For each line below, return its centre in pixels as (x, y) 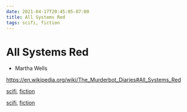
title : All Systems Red (36, 17)
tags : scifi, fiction (33, 23)
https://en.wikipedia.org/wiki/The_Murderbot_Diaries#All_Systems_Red (93, 80)
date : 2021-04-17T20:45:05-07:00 (48, 12)
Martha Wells (31, 68)
